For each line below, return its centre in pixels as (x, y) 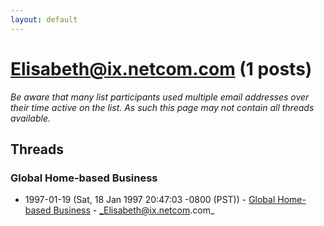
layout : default (44, 19)
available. (31, 118)
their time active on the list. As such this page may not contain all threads (162, 107)
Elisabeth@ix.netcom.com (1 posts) (161, 68)
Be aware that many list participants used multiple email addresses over (160, 97)
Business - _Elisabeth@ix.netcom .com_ (134, 210)
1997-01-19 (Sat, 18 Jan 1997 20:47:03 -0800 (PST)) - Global (150, 200)
